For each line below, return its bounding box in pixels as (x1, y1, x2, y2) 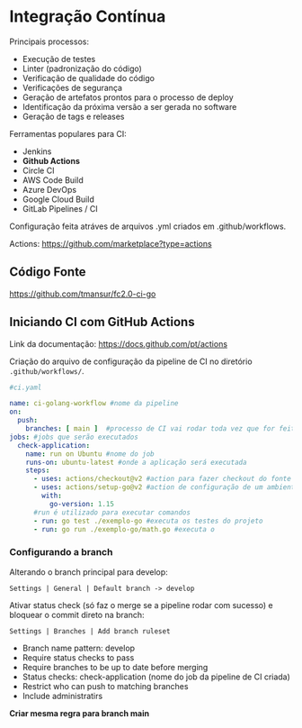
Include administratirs (22, 690, 103, 701)
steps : (25, 466, 50, 475)
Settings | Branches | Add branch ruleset (9, 626, 171, 636)
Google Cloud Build (22, 194, 94, 205)
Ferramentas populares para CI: (9, 128, 128, 139)
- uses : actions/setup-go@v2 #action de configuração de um (32, 483, 263, 492)
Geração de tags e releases (22, 111, 125, 122)
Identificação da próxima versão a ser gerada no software (22, 101, 237, 112)
